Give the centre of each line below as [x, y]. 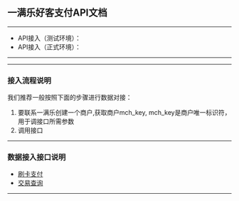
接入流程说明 [30, 81]
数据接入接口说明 [37, 158]
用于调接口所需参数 [46, 122]
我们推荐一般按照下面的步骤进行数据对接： [70, 98]
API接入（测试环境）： [49, 38]
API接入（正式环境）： [49, 47]
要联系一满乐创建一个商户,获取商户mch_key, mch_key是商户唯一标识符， [124, 113]
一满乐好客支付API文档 [58, 13]
